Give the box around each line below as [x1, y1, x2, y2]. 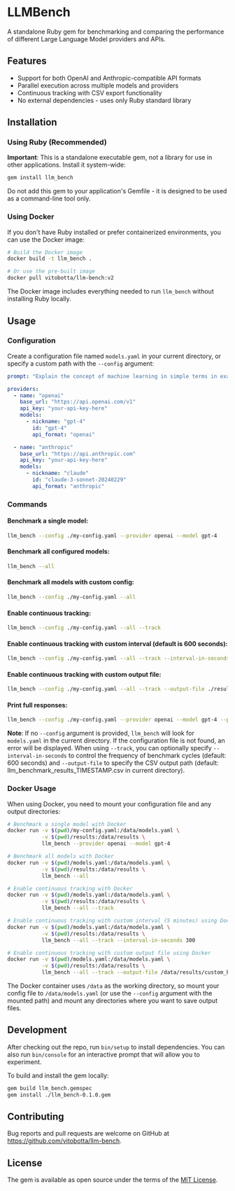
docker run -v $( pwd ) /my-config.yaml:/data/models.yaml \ [7, 827, 180, 834]
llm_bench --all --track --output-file [41, 969, 158, 976]
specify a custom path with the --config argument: [7, 359, 155, 368]
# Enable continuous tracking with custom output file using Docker [7, 949, 211, 956]
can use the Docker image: [7, 235, 85, 244]
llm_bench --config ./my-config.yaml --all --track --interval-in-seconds [7, 655, 230, 662]
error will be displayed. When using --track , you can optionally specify [7, 744, 212, 752]
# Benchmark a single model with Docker [7, 820, 127, 827]
